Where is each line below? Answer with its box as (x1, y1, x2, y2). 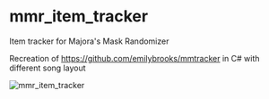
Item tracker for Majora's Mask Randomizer (9, 36, 169, 46)
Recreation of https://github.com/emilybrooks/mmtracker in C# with (9, 53, 260, 63)
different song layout (9, 62, 86, 73)
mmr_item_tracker (9, 6, 149, 27)
